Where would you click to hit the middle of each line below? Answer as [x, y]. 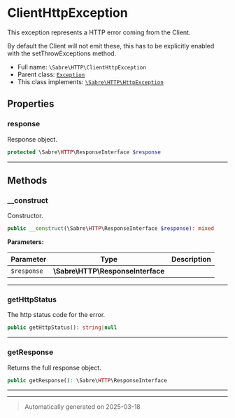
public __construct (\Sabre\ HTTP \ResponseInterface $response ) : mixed [111, 229]
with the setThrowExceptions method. [62, 53]
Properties [31, 104]
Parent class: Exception [51, 74]
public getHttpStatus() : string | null [62, 328]
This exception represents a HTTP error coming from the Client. [99, 32]
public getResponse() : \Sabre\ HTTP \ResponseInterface [87, 380]
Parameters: [26, 242]
